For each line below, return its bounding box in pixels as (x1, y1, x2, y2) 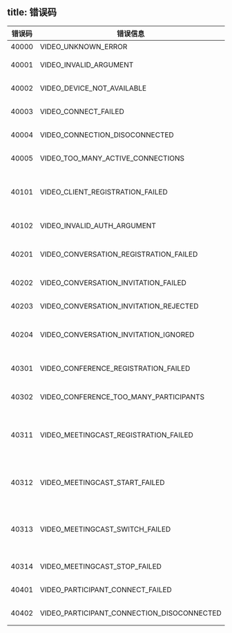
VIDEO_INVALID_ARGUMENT (39, 59, 134, 69)
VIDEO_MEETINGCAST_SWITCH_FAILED (39, 524, 171, 534)
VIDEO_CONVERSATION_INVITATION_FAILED (39, 277, 186, 287)
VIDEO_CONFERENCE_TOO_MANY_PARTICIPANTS (39, 392, 205, 401)
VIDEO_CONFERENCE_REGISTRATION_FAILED (39, 363, 191, 373)
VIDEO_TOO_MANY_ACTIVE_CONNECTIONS (39, 153, 185, 163)
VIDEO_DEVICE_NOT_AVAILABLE (39, 83, 147, 93)
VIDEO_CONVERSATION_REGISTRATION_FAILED (39, 249, 198, 259)
